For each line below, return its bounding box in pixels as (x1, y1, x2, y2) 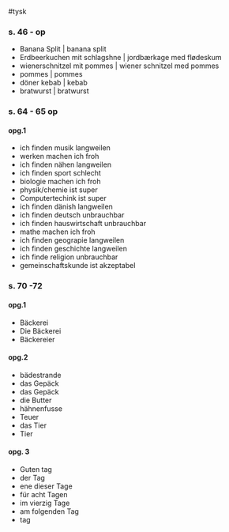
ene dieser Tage (19, 481, 73, 491)
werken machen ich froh (19, 152, 99, 161)
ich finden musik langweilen (19, 143, 111, 153)
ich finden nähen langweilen (19, 160, 112, 169)
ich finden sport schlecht (19, 168, 101, 178)
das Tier (19, 421, 47, 430)
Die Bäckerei (19, 326, 62, 335)
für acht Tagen (19, 489, 69, 499)
